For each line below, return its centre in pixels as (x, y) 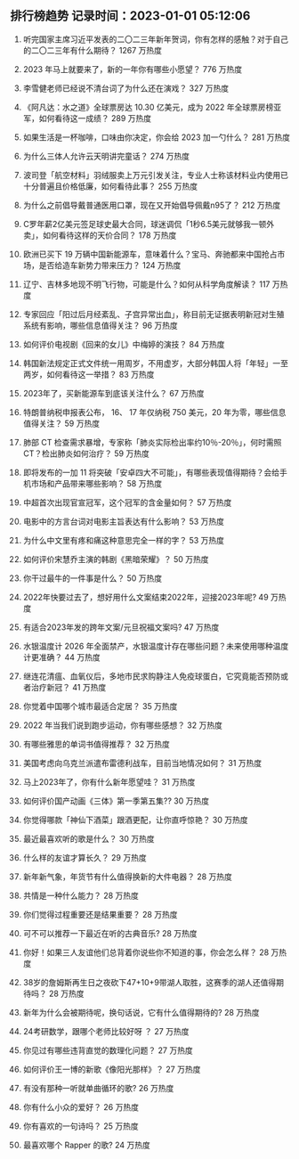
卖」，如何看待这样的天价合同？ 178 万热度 (100, 235)
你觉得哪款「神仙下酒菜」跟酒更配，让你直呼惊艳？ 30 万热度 (135, 820)
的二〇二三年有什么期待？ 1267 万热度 (93, 50)
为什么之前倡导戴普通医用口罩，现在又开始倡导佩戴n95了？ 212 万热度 (152, 205)
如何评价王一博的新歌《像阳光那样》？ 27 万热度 (112, 1069)
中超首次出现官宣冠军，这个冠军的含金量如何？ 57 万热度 (127, 502)
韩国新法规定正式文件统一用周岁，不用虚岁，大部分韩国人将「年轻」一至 (155, 363)
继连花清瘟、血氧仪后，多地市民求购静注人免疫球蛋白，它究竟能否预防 (152, 676)
